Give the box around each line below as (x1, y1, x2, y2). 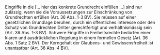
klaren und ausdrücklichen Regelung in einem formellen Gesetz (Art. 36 (5, 35, 148, 41)
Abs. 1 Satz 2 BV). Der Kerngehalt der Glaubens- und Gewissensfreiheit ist (5, 40, 154, 45)
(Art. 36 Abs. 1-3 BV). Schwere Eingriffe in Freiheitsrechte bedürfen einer (5, 30, 151, 35)
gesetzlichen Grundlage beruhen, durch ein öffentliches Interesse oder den (5, 19, 156, 25)
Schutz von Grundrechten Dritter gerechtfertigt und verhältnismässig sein (5, 25, 152, 30)
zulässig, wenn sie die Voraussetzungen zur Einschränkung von (5, 9, 132, 15)
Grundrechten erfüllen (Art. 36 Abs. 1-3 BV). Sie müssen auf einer (5, 14, 137, 20)
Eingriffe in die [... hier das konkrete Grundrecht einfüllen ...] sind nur (5, 4, 142, 10)
